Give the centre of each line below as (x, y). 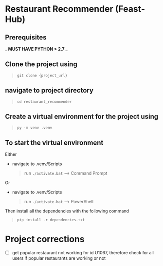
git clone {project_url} (42, 76)
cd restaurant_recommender (44, 102)
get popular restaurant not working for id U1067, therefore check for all (83, 253)
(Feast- (130, 9)
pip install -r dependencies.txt (51, 220)
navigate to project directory (49, 90)
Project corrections (45, 239)
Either (11, 154)
